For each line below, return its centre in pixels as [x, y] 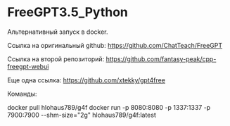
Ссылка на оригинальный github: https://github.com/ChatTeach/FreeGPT [115, 45]
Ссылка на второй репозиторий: [56, 59]
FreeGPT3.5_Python [68, 12]
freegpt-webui [28, 66]
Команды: [22, 94]
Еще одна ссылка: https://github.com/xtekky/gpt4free [86, 80]
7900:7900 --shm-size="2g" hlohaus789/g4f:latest [82, 115]
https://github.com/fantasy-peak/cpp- [161, 59]
